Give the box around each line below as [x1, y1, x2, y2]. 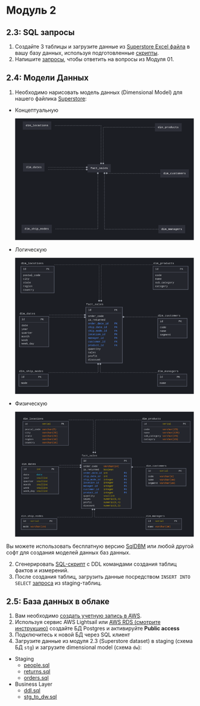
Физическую [14, 400, 48, 407]
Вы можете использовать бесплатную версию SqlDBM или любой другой [6, 542, 194, 550]
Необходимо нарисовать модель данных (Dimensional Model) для [14, 89, 183, 96]
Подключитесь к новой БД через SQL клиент [14, 631, 130, 638]
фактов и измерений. [14, 566, 69, 574]
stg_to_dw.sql [23, 694, 58, 701]
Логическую [14, 246, 47, 253]
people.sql [23, 661, 50, 669]
